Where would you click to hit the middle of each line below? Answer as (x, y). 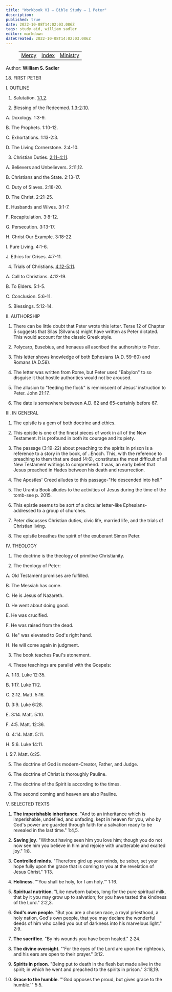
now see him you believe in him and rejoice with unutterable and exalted (89, 845)
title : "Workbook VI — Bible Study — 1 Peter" (56, 10)
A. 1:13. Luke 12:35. (26, 675)
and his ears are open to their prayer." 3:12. (59, 954)
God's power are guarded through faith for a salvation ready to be (83, 824)
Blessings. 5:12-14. (33, 306)
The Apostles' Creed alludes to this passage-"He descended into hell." (88, 480)
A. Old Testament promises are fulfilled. (47, 575)
